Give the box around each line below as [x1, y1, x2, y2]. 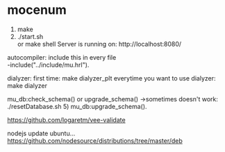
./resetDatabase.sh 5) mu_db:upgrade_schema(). [7, 102, 147, 110]
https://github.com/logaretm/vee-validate [7, 115, 126, 124]
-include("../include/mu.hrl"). [7, 60, 90, 69]
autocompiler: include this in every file [7, 53, 117, 61]
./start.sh [17, 32, 44, 40]
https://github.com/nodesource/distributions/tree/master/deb [7, 136, 183, 144]
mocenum [7, 2, 67, 18]
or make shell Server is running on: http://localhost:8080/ [17, 40, 182, 48]
